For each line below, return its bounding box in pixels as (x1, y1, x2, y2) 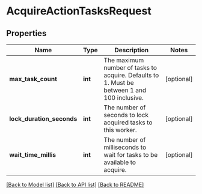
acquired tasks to (103, 118, 153, 127)
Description (114, 46, 149, 54)
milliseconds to (103, 143, 147, 151)
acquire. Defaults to (103, 71, 159, 79)
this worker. (103, 126, 137, 134)
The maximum (103, 56, 144, 64)
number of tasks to (103, 64, 158, 71)
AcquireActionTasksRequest (6, 4, 151, 18)
